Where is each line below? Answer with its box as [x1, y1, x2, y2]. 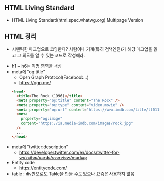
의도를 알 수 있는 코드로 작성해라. [22, 52, 85, 58]
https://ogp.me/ [19, 79, 51, 85]
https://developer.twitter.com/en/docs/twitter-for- [19, 149, 120, 156]
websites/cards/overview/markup [19, 155, 87, 160]
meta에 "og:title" [11, 68, 45, 75]
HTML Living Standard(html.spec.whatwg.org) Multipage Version [11, 17, 143, 23]
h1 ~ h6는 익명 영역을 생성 [11, 63, 62, 68]
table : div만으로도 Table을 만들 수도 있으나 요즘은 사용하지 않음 [11, 171, 135, 177]
